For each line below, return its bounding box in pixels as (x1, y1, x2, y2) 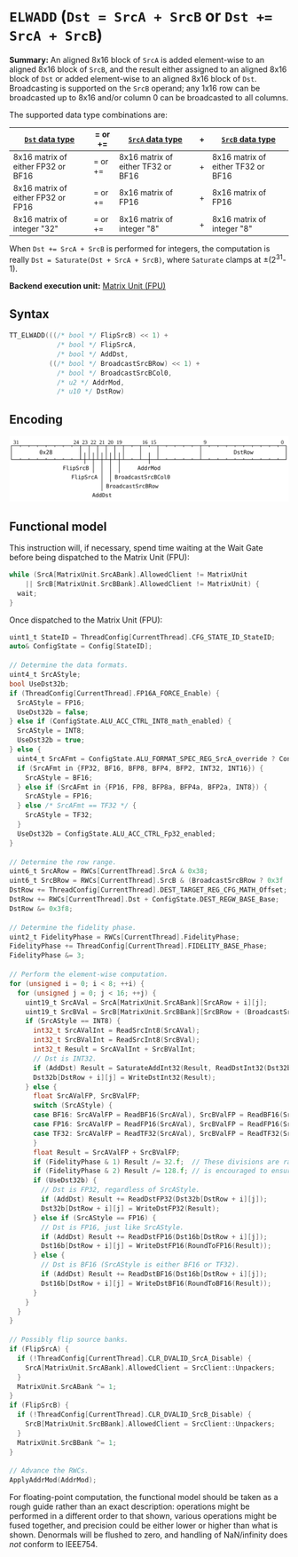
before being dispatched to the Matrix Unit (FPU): (9, 552, 190, 563)
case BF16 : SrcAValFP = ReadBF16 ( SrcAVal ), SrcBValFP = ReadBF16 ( (32, 1110, 284, 1120)
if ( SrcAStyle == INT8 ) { (25, 1017, 122, 1026)
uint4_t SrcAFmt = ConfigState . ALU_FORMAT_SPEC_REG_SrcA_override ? (17, 754, 276, 763)
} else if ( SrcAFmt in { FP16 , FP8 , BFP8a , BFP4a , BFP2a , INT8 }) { (17, 782, 268, 791)
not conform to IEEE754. (9, 1539, 98, 1550)
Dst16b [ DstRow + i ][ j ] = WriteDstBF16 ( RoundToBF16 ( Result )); (41, 1279, 272, 1288)
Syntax (9, 306, 50, 322)
